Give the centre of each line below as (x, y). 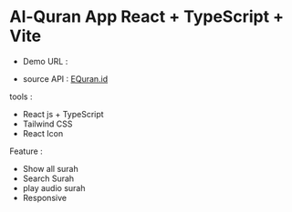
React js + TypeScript (63, 114)
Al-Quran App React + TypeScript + (147, 17)
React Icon (43, 133)
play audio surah (54, 187)
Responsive (44, 197)
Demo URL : (45, 61)
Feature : (26, 151)
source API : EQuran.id (65, 78)
